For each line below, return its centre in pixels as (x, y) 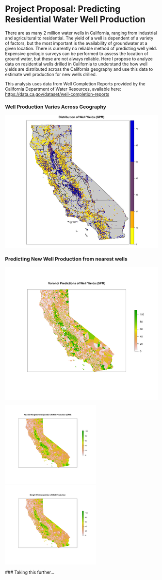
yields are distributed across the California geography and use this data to (79, 69)
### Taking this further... (30, 572)
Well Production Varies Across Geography (56, 107)
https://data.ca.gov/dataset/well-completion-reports (57, 94)
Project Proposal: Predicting (63, 9)
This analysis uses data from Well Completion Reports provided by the (75, 83)
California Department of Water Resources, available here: (63, 89)
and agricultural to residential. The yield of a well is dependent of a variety (79, 38)
